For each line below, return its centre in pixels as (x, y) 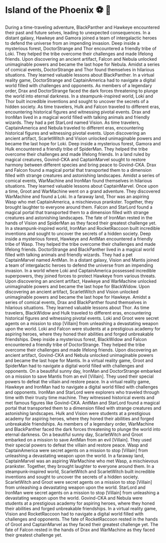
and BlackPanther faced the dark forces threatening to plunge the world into (83, 429)
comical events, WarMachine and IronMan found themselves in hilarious (79, 181)
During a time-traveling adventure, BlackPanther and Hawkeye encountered (83, 27)
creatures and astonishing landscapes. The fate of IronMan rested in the (79, 217)
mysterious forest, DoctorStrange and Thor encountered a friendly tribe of (81, 48)
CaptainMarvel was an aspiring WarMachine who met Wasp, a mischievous (82, 461)
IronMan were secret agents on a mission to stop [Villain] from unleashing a (82, 492)
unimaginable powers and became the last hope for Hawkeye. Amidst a (78, 297)
